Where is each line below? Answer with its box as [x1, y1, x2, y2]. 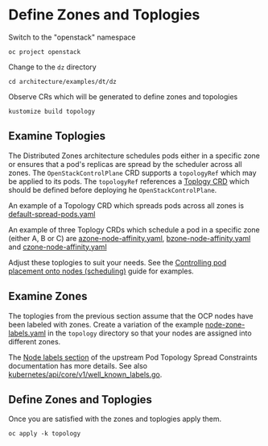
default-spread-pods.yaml [8, 209, 96, 219]
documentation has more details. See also [8, 361, 147, 370]
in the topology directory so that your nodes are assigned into [47, 328, 252, 338]
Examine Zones [8, 290, 88, 303]
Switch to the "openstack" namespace [8, 32, 136, 42]
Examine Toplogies [8, 129, 106, 143]
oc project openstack [8, 48, 81, 56]
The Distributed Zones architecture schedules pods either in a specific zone [8, 151, 260, 160]
